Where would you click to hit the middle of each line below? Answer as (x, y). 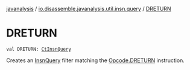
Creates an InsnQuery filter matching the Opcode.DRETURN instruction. (96, 60)
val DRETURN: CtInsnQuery (39, 49)
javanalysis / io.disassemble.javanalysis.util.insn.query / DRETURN (89, 9)
